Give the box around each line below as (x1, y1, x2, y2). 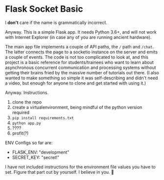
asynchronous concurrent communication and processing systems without (5, 65, 156, 70)
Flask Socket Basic (5, 3, 83, 15)
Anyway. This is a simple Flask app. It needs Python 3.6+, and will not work (5, 29, 157, 35)
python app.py (12, 121, 41, 126)
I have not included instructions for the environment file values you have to (5, 164, 156, 170)
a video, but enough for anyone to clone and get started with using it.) (5, 80, 146, 86)
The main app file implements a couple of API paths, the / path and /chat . (5, 44, 154, 49)
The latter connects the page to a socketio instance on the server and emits (5, 49, 158, 55)
